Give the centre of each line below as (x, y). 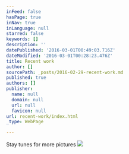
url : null (23, 105)
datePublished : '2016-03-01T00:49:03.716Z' (61, 50)
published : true (26, 78)
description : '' (26, 45)
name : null (25, 94)
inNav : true (21, 23)
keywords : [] (22, 39)
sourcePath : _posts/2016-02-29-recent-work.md (65, 72)
